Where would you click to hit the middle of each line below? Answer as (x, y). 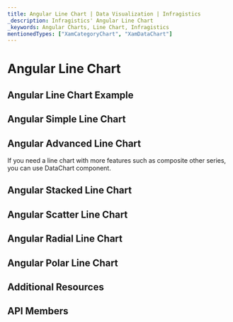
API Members (38, 311)
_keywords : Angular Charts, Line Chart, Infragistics (89, 27)
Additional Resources (56, 287)
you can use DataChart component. (59, 168)
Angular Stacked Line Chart (70, 190)
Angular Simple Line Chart (67, 119)
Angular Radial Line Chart (65, 239)
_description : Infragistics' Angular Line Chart (80, 21)
